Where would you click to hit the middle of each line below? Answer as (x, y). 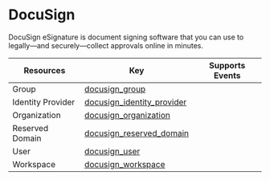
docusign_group (115, 88)
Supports (227, 65)
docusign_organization (127, 115)
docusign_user (112, 151)
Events (227, 76)
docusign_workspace (125, 164)
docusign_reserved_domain (136, 133)
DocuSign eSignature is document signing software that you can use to (126, 37)
